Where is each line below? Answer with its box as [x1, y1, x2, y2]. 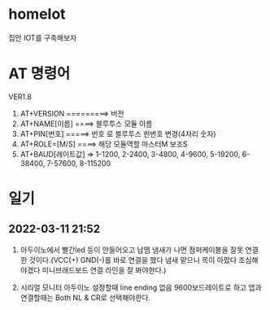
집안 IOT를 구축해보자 [8, 33, 77, 42]
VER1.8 [8, 91, 33, 102]
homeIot [8, 5, 67, 24]
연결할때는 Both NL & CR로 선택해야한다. [20, 292, 151, 302]
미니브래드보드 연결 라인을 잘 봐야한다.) [41, 265, 167, 275]
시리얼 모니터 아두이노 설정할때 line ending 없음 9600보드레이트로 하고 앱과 [20, 282, 262, 292]
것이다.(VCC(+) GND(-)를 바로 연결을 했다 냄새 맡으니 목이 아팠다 [28, 255, 237, 264]
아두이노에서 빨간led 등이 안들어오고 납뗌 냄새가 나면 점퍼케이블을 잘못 [20, 245, 244, 255]
